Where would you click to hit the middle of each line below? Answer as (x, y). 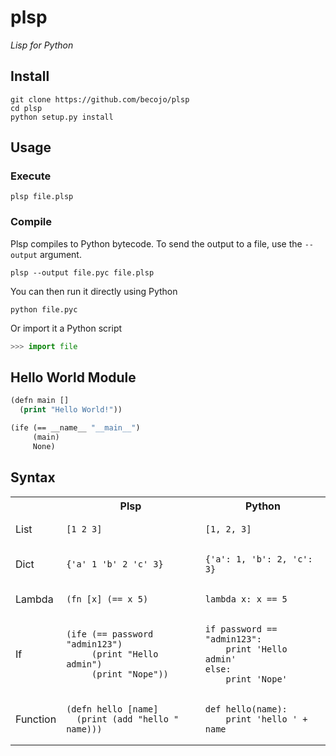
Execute (31, 176)
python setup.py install (62, 117)
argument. (60, 254)
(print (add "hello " (128, 719)
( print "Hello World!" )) (71, 410)
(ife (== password (110, 634)
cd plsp (26, 108)
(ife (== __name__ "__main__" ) (75, 428)
